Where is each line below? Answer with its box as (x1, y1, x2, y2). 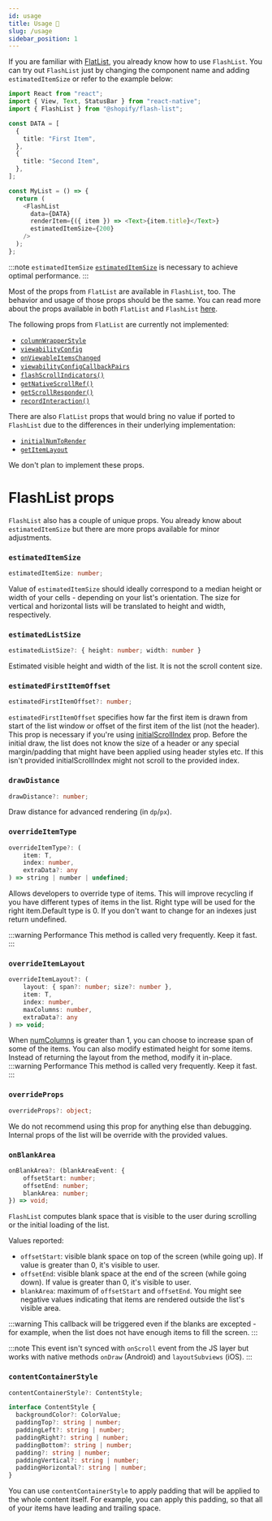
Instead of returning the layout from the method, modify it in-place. (8, 1052, 233, 1062)
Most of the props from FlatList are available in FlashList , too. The (8, 286, 236, 296)
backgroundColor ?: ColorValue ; (15, 1411, 122, 1419)
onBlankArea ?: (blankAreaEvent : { (8, 1166, 126, 1174)
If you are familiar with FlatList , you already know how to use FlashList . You (8, 57, 262, 67)
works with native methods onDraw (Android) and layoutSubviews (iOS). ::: (8, 1352, 253, 1362)
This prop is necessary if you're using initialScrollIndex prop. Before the (8, 730, 248, 740)
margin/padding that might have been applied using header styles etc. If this (8, 747, 264, 757)
